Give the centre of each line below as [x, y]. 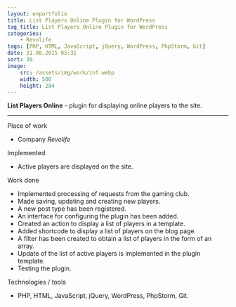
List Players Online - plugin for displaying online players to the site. [105, 105]
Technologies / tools [37, 282]
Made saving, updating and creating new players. [89, 202]
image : [17, 66]
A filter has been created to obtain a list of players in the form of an [114, 239]
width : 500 [36, 79]
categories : [25, 33]
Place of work [27, 126]
